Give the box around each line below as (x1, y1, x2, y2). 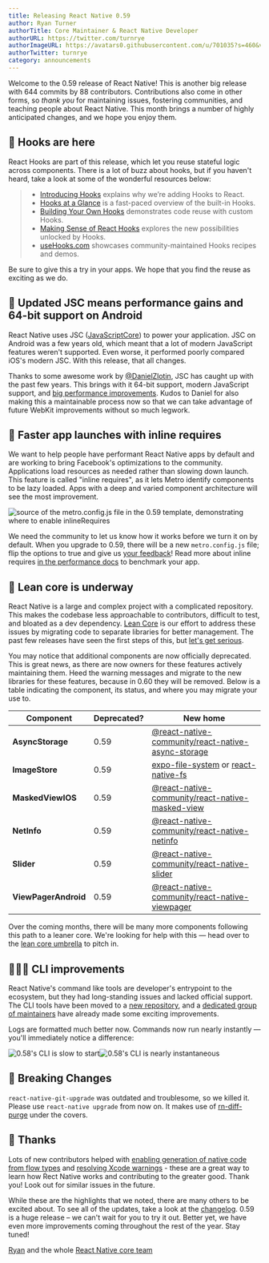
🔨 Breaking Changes (8, 1072, 112, 1085)
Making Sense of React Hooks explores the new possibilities (39, 223, 239, 233)
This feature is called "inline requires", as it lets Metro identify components (8, 475, 255, 485)
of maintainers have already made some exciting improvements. (8, 1008, 219, 1018)
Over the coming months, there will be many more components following (8, 922, 248, 931)
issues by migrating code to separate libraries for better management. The (8, 627, 254, 637)
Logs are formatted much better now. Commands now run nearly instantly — (8, 1024, 261, 1034)
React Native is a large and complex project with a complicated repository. (8, 601, 254, 611)
